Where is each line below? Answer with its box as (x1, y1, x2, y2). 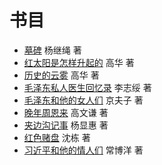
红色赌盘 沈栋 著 (23, 131, 91, 143)
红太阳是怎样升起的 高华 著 (23, 56, 135, 68)
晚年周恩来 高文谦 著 (23, 106, 109, 118)
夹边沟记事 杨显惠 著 (23, 119, 109, 131)
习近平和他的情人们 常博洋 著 (23, 144, 144, 156)
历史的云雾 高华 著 (23, 69, 100, 81)
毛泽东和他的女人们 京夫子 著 (23, 94, 144, 106)
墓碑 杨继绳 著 (23, 44, 82, 56)
